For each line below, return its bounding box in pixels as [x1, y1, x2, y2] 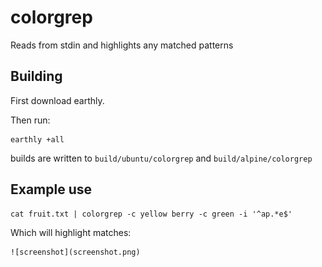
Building [10, 68, 63, 85]
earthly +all [10, 134, 65, 145]
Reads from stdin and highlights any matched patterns [10, 39, 234, 51]
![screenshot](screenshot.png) [10, 247, 141, 257]
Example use [10, 181, 93, 198]
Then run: [10, 114, 51, 126]
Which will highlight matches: [10, 226, 132, 238]
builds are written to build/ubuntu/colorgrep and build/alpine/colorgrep [10, 152, 313, 164]
